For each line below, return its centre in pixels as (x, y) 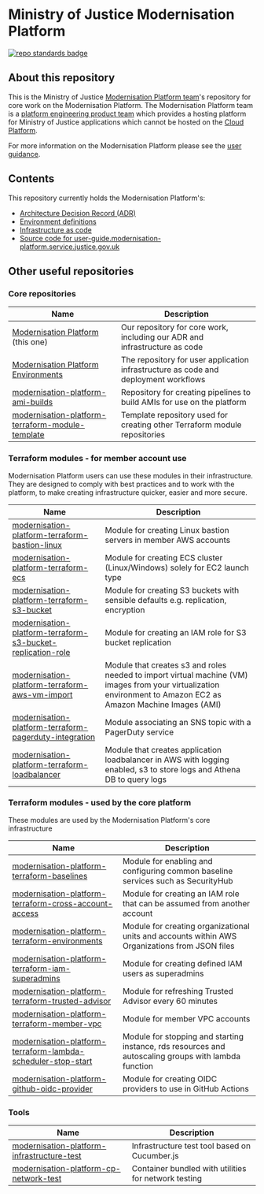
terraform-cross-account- (62, 903)
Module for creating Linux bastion (167, 530)
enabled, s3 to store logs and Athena (173, 769)
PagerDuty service (139, 732)
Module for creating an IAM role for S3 (176, 632)
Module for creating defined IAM (182, 963)
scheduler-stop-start (52, 1061)
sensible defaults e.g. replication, (166, 600)
